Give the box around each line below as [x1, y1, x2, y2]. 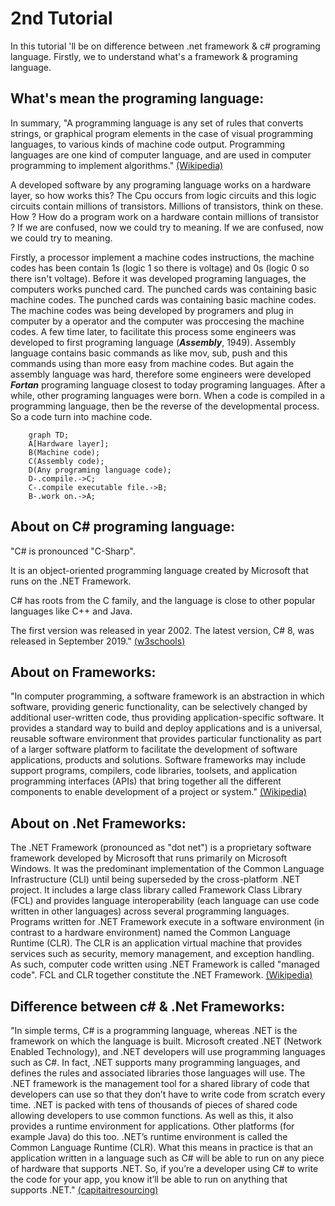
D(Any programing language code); [28, 465, 172, 475]
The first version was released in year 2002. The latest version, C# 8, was [10, 624, 315, 636]
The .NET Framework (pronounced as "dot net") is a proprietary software [10, 842, 312, 854]
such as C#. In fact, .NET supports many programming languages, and [10, 1057, 301, 1068]
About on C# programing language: [10, 518, 235, 536]
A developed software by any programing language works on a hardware [10, 178, 312, 191]
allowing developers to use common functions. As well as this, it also [10, 1110, 294, 1121]
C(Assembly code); [28, 456, 105, 466]
